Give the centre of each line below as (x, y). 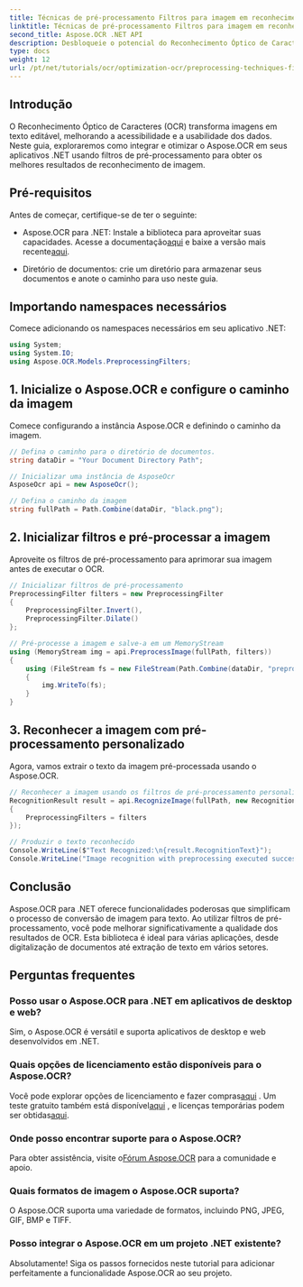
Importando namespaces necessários (118, 306)
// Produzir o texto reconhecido (72, 842)
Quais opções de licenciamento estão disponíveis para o (135, 1065)
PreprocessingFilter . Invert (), (84, 611)
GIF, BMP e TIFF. (41, 1220)
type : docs (30, 51)
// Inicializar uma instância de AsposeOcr (92, 476)
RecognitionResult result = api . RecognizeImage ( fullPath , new (129, 800)
